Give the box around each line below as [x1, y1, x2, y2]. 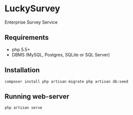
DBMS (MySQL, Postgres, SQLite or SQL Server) [11, 52, 110, 57]
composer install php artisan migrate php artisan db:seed [4, 79, 129, 84]
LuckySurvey [4, 3, 60, 14]
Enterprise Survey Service [4, 19, 58, 25]
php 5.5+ [11, 46, 31, 52]
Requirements [4, 33, 49, 42]
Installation [4, 66, 40, 74]
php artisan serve [4, 105, 42, 111]
